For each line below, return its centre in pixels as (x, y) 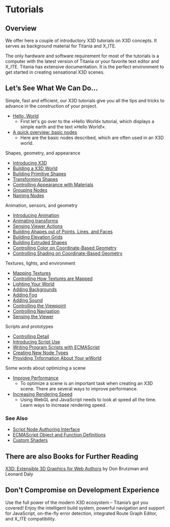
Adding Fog (25, 294)
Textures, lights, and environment (40, 263)
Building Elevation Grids (37, 237)
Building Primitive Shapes (39, 174)
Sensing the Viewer (33, 316)
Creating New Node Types (40, 352)
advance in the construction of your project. (51, 106)
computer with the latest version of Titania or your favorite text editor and (82, 61)
